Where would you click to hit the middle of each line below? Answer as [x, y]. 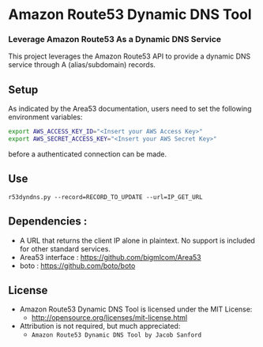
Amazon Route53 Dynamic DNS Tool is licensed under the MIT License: [136, 309]
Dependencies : [48, 222]
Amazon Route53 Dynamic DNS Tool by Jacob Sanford [116, 335]
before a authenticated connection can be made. [88, 154]
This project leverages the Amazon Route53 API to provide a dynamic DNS [130, 56]
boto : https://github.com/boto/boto [77, 266]
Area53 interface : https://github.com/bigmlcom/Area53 [110, 257]
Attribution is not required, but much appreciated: [100, 326]
